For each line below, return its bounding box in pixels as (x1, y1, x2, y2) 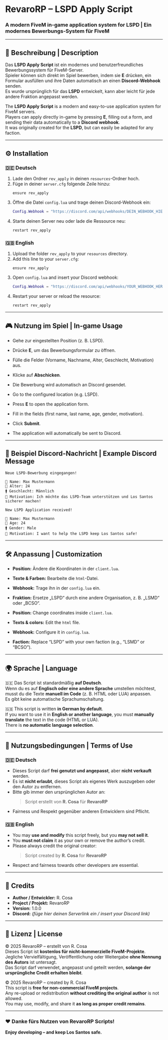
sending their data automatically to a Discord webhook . (5, 119, 120, 126)
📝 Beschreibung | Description (5, 49, 98, 57)
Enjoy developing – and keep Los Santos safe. (5, 1029, 102, 1035)
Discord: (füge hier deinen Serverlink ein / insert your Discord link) (12, 911, 150, 917)
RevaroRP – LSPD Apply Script (5, 4, 133, 15)
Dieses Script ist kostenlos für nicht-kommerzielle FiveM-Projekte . (5, 948, 146, 954)
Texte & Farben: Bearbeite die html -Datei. (12, 576, 99, 582)
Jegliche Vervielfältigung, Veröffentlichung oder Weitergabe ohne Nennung (5, 953, 161, 959)
